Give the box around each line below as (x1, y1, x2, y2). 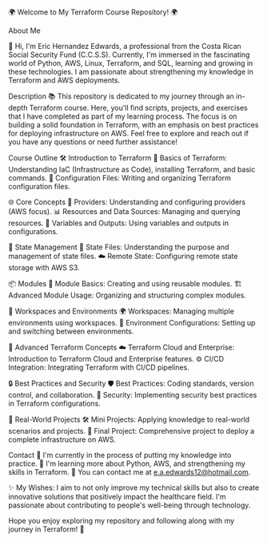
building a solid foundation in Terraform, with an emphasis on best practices (8, 120, 259, 129)
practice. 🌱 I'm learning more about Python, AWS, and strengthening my (8, 459, 246, 468)
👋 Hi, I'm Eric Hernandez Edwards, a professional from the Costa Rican (8, 42, 241, 51)
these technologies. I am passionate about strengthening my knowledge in (8, 67, 253, 76)
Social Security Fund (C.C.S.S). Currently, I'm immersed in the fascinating (8, 50, 250, 59)
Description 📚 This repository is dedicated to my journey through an (8, 91, 234, 101)
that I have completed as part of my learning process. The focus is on (8, 111, 237, 121)
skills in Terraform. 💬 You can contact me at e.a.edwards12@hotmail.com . (8, 467, 251, 476)
